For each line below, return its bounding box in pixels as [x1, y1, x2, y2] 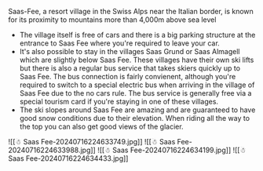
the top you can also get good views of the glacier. [19, 122, 184, 131]
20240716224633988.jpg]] [8, 145, 96, 155]
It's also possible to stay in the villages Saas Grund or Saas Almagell [19, 47, 240, 56]
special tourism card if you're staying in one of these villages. [19, 97, 218, 106]
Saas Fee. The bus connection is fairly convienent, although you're [19, 72, 236, 81]
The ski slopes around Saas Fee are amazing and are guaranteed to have [19, 105, 256, 115]
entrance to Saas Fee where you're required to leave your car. [19, 38, 220, 48]
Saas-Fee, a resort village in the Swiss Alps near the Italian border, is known [8, 7, 254, 16]
